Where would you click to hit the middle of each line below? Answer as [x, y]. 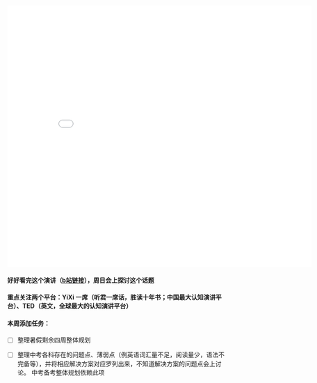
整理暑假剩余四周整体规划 [54, 340]
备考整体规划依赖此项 [74, 372]
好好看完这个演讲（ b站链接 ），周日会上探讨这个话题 [81, 280]
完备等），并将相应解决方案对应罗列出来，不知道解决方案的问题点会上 [116, 364]
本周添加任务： [29, 323]
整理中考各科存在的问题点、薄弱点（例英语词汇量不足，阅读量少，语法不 [121, 355]
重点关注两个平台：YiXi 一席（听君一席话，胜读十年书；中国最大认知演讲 [112, 297]
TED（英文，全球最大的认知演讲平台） [77, 306]
